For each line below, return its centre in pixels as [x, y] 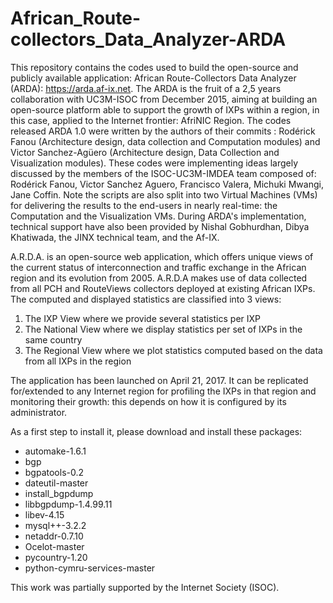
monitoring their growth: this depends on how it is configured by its [148, 401]
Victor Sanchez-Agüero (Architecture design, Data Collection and [145, 152]
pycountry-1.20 [56, 557]
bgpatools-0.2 [54, 472]
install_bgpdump [59, 493]
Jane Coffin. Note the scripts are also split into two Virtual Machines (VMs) [164, 194]
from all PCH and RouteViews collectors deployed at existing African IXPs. [163, 288]
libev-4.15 [44, 514]
